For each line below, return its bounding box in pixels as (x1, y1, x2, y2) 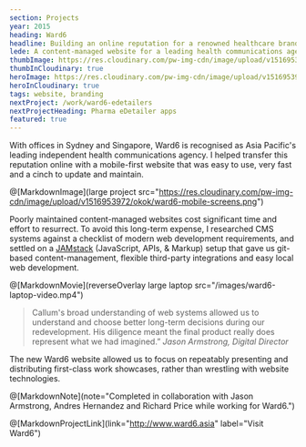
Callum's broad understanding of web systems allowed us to (31, 307, 260, 319)
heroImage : (9, 73, 51, 82)
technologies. (9, 373, 61, 384)
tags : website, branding (9, 89, 104, 98)
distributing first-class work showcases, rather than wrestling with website (9, 363, 290, 374)
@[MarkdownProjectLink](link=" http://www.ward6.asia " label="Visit (9, 418, 264, 429)
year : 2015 (9, 22, 51, 31)
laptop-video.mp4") (9, 290, 84, 300)
